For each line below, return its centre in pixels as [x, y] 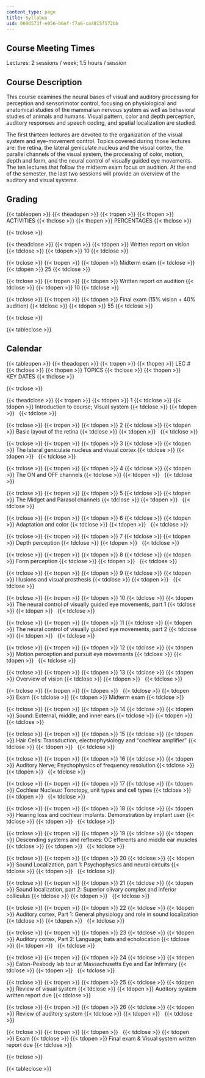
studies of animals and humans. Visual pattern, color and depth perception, [101, 116]
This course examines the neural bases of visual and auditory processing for [103, 97]
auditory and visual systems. [42, 180]
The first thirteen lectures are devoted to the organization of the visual [95, 135]
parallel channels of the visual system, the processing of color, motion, [95, 154]
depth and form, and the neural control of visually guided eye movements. [99, 161]
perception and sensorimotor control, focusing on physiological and [92, 103]
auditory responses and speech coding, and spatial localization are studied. [101, 123]
